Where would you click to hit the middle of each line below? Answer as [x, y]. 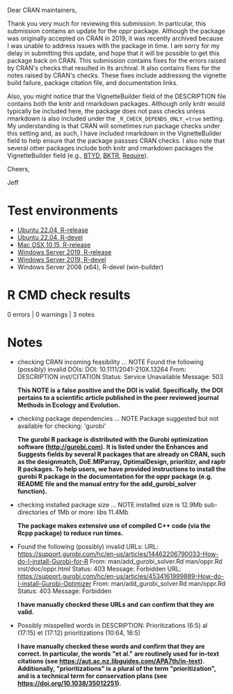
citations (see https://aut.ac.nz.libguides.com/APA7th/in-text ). [111, 661]
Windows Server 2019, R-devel [62, 259]
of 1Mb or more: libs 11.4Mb [89, 512]
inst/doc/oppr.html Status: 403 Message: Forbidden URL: [99, 569]
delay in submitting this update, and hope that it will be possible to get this [114, 53]
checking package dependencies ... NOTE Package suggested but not [118, 418]
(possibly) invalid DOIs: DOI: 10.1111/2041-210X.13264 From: [102, 369]
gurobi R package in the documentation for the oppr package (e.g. [115, 476]
